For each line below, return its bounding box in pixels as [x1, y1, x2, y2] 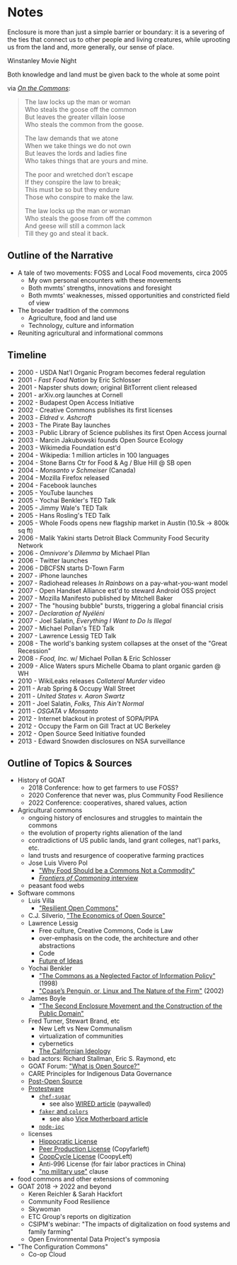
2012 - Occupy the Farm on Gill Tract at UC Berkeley [17, 722, 171, 730]
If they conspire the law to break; [24, 178, 122, 186]
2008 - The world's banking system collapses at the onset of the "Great [17, 639, 228, 647]
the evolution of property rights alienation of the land [28, 829, 183, 837]
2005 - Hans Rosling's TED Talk [17, 511, 111, 519]
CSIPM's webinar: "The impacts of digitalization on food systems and [28, 1220, 231, 1229]
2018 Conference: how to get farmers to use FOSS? [28, 783, 179, 792]
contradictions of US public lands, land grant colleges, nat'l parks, [28, 836, 221, 845]
